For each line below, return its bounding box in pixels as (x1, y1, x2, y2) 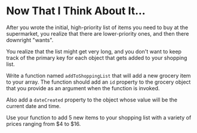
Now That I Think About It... (6, 4, 146, 18)
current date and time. (6, 102, 61, 109)
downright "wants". (6, 36, 54, 43)
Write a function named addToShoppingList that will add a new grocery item (6, 72, 191, 79)
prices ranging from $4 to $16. (6, 120, 81, 127)
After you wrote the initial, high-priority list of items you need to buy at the (6, 24, 189, 31)
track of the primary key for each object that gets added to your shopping (6, 54, 187, 61)
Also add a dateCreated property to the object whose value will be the (6, 96, 178, 103)
